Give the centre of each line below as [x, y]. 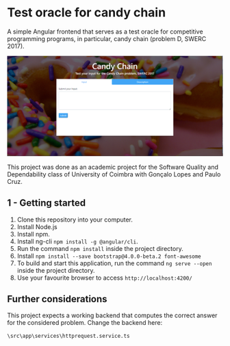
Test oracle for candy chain [87, 13]
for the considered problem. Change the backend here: [85, 323]
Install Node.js [37, 226]
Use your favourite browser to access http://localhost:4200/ [105, 278]
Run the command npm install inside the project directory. [100, 248]
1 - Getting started [47, 203]
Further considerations [57, 299]
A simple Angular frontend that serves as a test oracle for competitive [105, 31]
